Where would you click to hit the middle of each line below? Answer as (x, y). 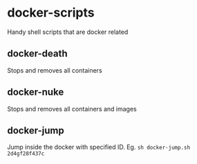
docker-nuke (36, 92)
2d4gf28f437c (26, 154)
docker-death (37, 54)
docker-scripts (51, 13)
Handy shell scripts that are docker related (68, 32)
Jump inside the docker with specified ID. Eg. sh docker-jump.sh (99, 147)
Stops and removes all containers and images (72, 109)
